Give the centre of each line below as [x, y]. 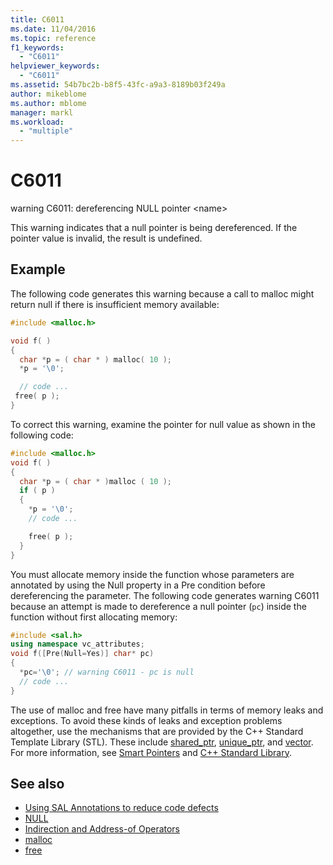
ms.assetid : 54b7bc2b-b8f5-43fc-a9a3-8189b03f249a [118, 85]
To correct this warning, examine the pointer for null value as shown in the [163, 424]
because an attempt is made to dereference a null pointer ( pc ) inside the [158, 606]
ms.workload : [37, 122]
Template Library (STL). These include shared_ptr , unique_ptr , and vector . [162, 742]
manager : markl [42, 112]
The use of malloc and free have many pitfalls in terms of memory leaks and [167, 710]
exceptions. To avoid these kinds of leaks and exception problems [146, 720]
